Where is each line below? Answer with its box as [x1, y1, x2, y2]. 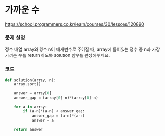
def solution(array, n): [5, 77, 56, 82]
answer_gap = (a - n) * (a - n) [31, 113, 85, 118]
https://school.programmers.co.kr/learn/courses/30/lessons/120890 [5, 21, 144, 27]
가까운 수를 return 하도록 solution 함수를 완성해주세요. [5, 53, 110, 58]
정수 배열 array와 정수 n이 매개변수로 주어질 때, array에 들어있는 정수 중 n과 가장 [5, 46, 160, 52]
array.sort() [14, 82, 41, 87]
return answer [14, 127, 43, 132]
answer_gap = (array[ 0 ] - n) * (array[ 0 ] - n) [14, 95, 98, 101]
